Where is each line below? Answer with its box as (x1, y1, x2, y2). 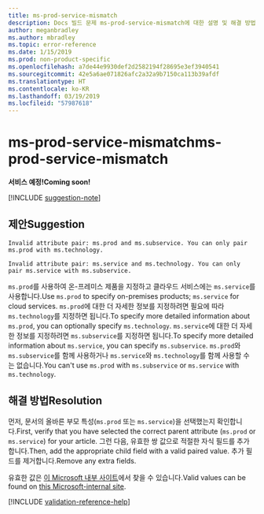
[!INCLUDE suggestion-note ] (8, 193, 101, 203)
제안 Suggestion (8, 218, 85, 231)
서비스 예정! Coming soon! (8, 177, 91, 187)
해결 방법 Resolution (8, 394, 103, 408)
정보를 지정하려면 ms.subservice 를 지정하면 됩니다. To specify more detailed (16, 330, 254, 340)
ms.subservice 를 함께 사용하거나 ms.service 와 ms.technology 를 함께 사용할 (8, 350, 242, 359)
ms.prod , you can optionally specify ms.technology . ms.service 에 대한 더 (8, 321, 238, 330)
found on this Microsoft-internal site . (8, 482, 126, 491)
